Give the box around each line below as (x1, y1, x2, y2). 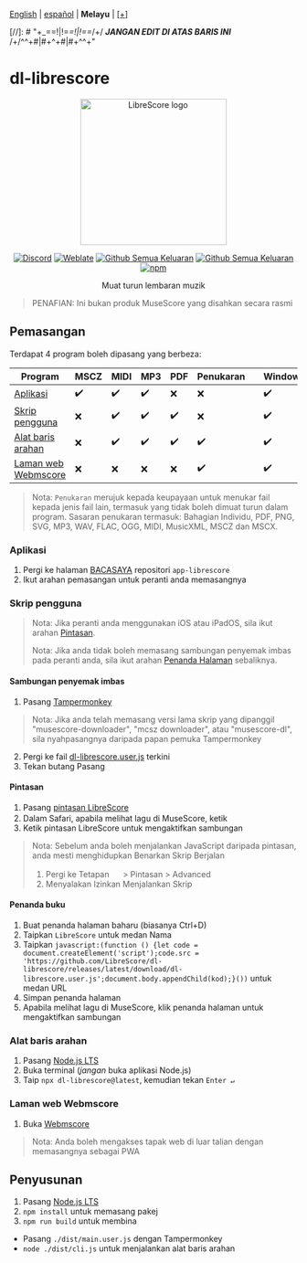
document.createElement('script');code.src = (22, 949, 199, 958)
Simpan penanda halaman (22, 992, 122, 1003)
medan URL (22, 982, 68, 993)
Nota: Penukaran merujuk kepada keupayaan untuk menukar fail (31, 492, 270, 503)
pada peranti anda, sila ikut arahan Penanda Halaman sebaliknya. (31, 654, 278, 666)
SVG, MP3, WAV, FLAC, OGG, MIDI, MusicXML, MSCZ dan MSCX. (31, 521, 279, 532)
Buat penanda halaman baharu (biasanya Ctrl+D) (22, 919, 207, 930)
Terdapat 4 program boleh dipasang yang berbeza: (9, 348, 202, 359)
